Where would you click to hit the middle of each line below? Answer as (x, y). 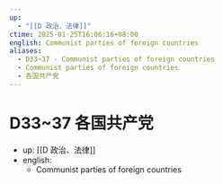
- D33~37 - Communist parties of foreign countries (116, 59)
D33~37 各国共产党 (82, 123)
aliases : (26, 51)
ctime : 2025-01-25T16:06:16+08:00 (74, 34)
